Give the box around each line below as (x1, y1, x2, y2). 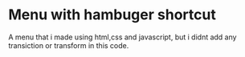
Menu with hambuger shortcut (8, 6, 217, 24)
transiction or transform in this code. (8, 40, 129, 50)
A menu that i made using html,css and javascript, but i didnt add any (8, 32, 237, 42)
